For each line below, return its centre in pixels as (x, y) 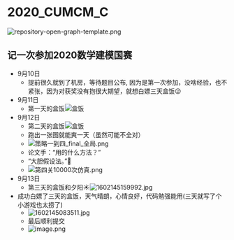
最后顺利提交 (46, 220)
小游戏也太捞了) (40, 204)
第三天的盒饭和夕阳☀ (59, 187)
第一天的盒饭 (46, 108)
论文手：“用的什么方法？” (64, 152)
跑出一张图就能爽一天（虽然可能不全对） (86, 134)
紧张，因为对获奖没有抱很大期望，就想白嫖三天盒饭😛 (104, 91)
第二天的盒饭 (46, 126)
